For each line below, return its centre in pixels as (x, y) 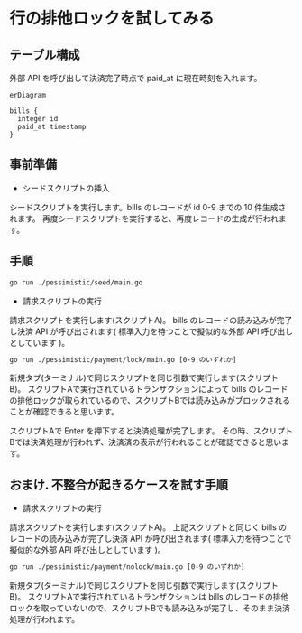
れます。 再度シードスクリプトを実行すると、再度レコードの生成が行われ (144, 219)
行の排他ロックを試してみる (112, 19)
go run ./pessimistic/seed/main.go (76, 282)
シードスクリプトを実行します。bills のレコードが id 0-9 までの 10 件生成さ (148, 207)
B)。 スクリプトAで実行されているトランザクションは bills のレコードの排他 (149, 597)
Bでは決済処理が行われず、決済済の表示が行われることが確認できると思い (146, 442)
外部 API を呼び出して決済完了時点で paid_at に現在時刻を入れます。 (136, 78)
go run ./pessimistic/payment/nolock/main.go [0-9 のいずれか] (127, 567)
